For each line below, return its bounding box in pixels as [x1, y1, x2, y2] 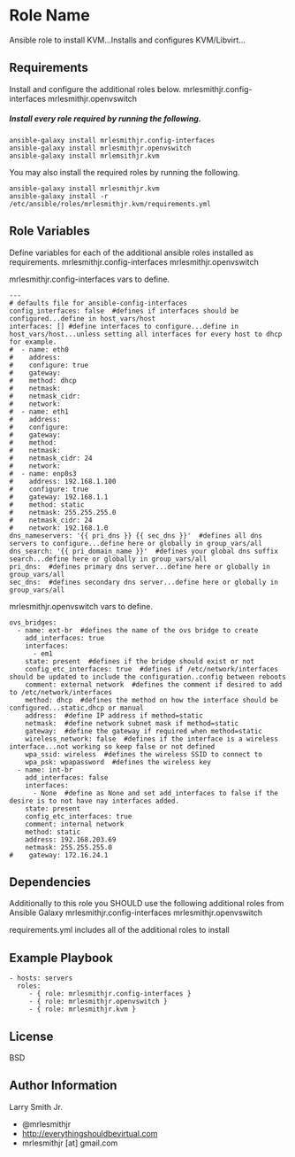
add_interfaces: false [25, 773, 109, 782]
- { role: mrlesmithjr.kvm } [28, 1005, 137, 1014]
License [9, 1029, 54, 1044]
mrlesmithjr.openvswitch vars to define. [9, 601, 153, 611]
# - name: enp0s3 [9, 469, 77, 478]
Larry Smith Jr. [9, 1101, 64, 1112]
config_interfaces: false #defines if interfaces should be [9, 307, 239, 315]
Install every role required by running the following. [9, 113, 201, 124]
